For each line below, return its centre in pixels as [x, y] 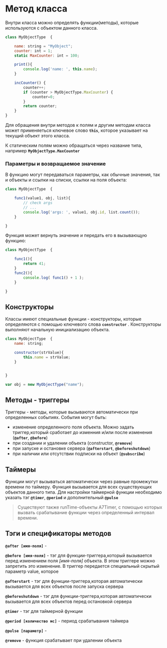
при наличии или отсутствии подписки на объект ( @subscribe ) [79, 454]
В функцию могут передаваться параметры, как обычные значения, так [83, 175]
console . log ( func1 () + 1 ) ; [54, 278]
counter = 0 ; [43, 97]
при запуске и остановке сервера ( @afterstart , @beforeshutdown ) [81, 449]
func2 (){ [23, 273]
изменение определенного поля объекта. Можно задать [73, 427]
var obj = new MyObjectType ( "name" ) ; [45, 384]
